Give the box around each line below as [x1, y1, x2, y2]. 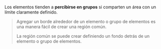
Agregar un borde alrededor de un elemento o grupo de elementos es [16, 19, 156, 24]
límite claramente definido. [4, 9, 58, 15]
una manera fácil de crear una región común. [16, 24, 107, 30]
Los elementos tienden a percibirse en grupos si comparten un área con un [4, 4, 156, 10]
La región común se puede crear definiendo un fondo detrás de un [16, 33, 150, 39]
